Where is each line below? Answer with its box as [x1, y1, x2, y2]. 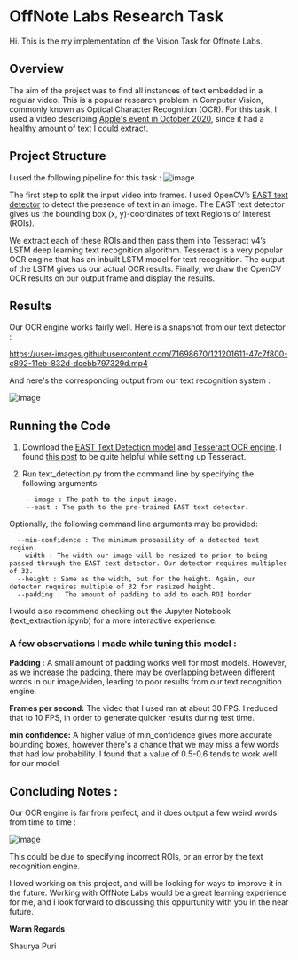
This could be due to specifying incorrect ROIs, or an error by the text [9, 852, 263, 862]
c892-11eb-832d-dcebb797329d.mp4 [9, 358, 148, 369]
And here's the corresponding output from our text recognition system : [9, 375, 271, 386]
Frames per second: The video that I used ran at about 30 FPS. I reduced [9, 703, 278, 714]
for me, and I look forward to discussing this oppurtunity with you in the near [9, 897, 289, 908]
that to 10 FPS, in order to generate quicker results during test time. [9, 713, 255, 724]
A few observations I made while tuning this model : [9, 637, 237, 650]
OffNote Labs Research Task [9, 6, 224, 27]
